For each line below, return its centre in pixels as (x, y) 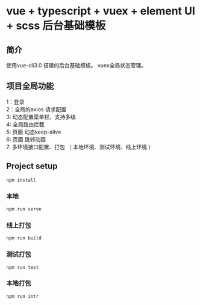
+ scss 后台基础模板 (56, 26)
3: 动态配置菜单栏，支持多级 (41, 117)
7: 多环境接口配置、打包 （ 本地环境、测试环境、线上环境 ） (80, 147)
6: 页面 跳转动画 (26, 139)
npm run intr (23, 296)
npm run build (24, 238)
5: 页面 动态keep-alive (34, 132)
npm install (21, 180)
